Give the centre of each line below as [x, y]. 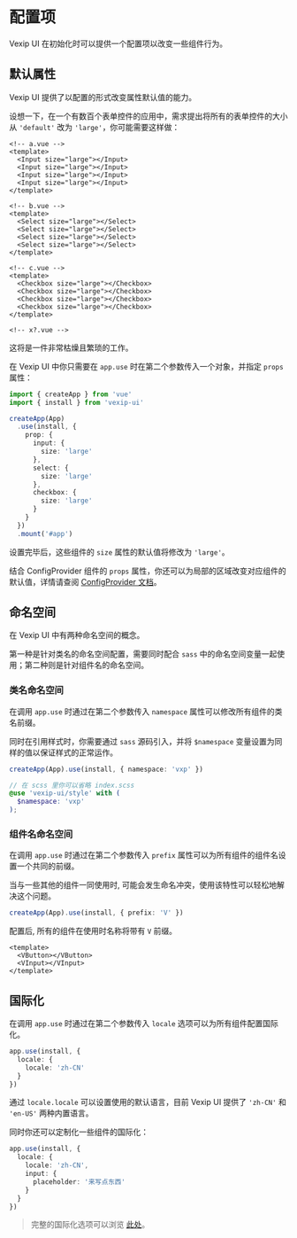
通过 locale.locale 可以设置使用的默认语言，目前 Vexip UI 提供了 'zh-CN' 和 [148, 1102]
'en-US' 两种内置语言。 [52, 1113]
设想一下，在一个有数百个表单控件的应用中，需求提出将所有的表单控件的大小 [148, 116]
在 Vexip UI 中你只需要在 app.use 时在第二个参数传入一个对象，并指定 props [147, 366]
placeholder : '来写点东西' [79, 1182]
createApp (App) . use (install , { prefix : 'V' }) [96, 913]
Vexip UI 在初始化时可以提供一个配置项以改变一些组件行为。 [118, 43]
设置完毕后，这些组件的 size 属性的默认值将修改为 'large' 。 [119, 552]
